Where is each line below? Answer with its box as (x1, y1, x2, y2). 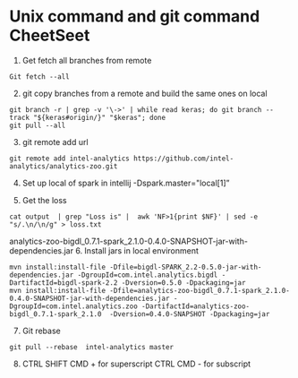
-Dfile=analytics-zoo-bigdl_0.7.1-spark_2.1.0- (108, 286, 291, 295)
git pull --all (9, 121, 66, 130)
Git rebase (21, 325, 61, 336)
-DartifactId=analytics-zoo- (141, 302, 251, 311)
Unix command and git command (9, 6, 260, 27)
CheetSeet (9, 25, 90, 46)
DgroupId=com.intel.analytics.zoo (9, 302, 139, 311)
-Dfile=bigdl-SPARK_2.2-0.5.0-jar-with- (108, 262, 262, 271)
